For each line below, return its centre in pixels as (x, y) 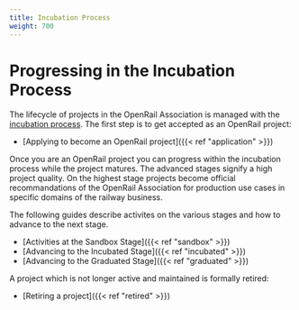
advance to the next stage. (59, 224)
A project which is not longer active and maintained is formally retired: (139, 278)
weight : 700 (32, 26)
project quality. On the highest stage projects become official (122, 178)
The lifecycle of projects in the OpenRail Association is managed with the (145, 114)
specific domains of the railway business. (86, 197)
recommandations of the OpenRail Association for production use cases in (147, 188)
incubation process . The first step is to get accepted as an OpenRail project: (150, 124)
